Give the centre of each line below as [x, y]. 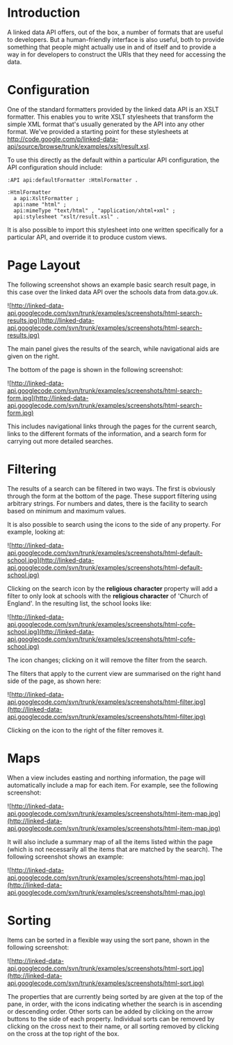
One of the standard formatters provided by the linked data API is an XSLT [113, 109]
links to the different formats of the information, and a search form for [107, 433]
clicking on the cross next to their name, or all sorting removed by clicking [113, 1026]
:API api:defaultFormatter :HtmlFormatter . [73, 180]
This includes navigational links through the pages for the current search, [112, 426]
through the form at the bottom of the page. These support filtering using [112, 496]
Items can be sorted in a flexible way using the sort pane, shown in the [109, 940]
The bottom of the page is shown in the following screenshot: [95, 369]
